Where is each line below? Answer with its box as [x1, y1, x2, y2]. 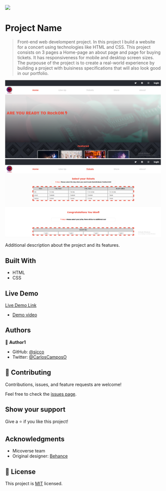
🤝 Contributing [5, 368, 51, 377]
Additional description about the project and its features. [5, 242, 120, 248]
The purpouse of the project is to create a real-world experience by [17, 60, 155, 66]
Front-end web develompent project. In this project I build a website [17, 38, 156, 44]
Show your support [5, 405, 66, 414]
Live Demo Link [5, 302, 37, 308]
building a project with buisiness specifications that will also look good [17, 65, 161, 71]
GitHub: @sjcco [12, 348, 44, 355]
